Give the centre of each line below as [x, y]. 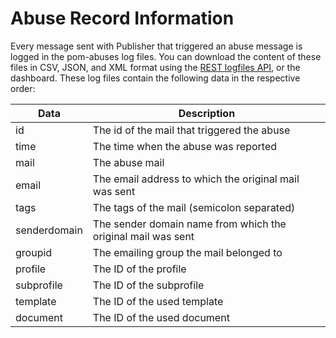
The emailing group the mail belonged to [187, 252]
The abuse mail [128, 162]
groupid [34, 252]
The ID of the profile [139, 269]
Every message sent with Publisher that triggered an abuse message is [156, 46]
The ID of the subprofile [148, 285]
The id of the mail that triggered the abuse [191, 130]
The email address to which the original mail [196, 179]
